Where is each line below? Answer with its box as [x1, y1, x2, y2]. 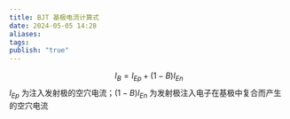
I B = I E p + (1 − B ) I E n [114, 70, 184, 83]
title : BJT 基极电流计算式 [9, 12, 99, 22]
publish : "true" [9, 46, 69, 55]
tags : [9, 37, 29, 47]
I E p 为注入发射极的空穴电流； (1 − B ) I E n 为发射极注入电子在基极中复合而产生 [9, 87, 282, 100]
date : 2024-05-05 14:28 [9, 21, 98, 30]
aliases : [9, 29, 42, 38]
